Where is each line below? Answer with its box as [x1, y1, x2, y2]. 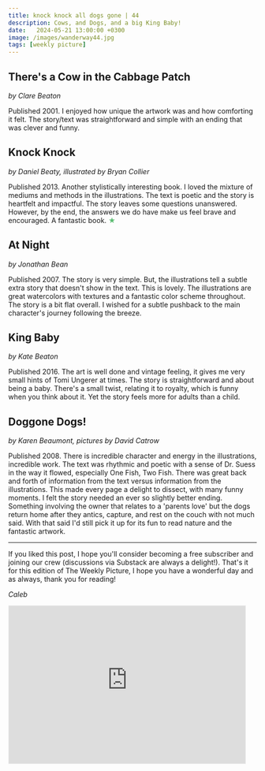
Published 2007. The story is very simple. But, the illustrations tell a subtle [8, 274, 248, 284]
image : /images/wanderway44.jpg [8, 33, 114, 42]
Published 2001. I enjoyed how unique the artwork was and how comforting [8, 106, 254, 115]
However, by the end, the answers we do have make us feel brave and [8, 207, 237, 217]
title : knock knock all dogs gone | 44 [8, 11, 140, 20]
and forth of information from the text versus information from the [8, 476, 222, 486]
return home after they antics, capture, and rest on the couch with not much [8, 510, 255, 520]
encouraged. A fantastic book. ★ [8, 215, 116, 225]
